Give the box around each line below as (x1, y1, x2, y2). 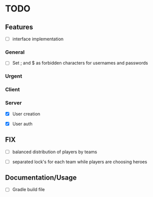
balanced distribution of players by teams (12, 149, 98, 155)
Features (5, 23, 33, 31)
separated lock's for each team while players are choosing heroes (12, 159, 148, 165)
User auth (12, 120, 33, 127)
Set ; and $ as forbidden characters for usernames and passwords (12, 60, 149, 66)
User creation (12, 110, 41, 117)
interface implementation (12, 36, 64, 42)
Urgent (5, 73, 22, 80)
